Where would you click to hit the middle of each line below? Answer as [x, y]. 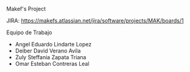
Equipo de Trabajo [29, 32]
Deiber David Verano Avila [48, 51]
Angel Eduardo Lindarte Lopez [53, 44]
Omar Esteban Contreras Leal [52, 64]
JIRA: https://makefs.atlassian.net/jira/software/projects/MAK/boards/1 [95, 20]
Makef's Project [26, 9]
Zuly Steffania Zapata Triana [51, 57]
